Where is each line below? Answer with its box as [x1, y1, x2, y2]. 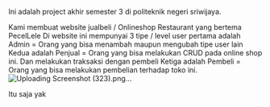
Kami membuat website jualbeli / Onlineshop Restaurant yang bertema [8, 23, 242, 31]
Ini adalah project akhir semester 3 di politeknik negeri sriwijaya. [8, 7, 222, 16]
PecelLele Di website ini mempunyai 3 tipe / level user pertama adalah [8, 31, 241, 40]
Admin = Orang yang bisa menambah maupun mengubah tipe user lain [8, 39, 243, 49]
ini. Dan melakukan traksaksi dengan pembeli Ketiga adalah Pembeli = [8, 56, 241, 66]
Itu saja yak [8, 89, 47, 99]
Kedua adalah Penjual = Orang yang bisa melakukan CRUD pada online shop [8, 48, 263, 57]
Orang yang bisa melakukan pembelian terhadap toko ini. [8, 65, 198, 75]
